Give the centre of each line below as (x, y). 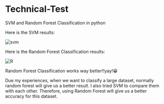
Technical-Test (37, 9)
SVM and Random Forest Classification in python (55, 23)
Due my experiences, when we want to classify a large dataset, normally (80, 80)
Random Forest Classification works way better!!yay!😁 (62, 71)
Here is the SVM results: (30, 32)
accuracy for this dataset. (31, 96)
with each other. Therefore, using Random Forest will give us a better (76, 91)
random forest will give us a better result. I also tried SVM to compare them (82, 86)
